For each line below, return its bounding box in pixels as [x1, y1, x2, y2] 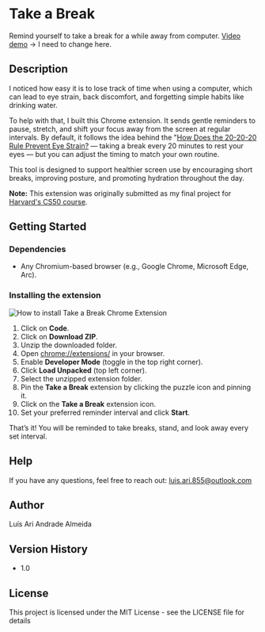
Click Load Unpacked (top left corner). [20, 366, 147, 375]
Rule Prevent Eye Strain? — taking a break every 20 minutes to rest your [9, 140, 244, 151]
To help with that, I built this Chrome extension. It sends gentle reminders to [9, 116, 256, 125]
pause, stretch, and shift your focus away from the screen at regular [9, 124, 231, 133]
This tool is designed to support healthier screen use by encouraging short [9, 164, 252, 174]
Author [9, 498, 44, 511]
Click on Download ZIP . [20, 331, 98, 341]
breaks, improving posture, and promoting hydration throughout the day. [9, 173, 244, 182]
